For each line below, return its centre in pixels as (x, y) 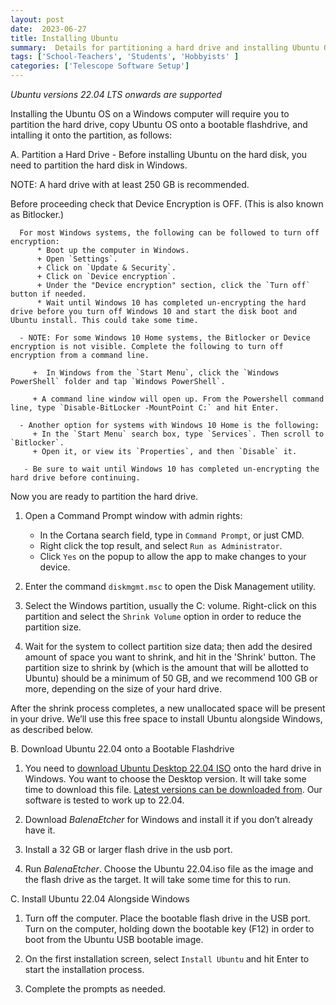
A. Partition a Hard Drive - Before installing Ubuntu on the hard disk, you (159, 154)
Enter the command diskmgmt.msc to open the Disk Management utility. (170, 586)
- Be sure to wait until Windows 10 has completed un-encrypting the (171, 469)
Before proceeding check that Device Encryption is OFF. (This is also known (167, 204)
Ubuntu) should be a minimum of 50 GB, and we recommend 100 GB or (171, 678)
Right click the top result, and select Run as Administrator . (161, 545)
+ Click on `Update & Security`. (106, 268)
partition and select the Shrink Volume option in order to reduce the (163, 616)
